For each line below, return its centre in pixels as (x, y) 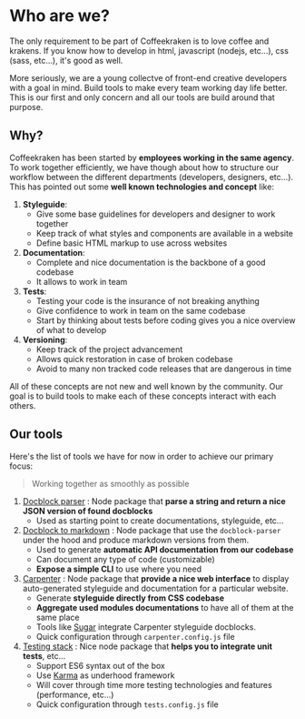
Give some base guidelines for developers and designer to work (156, 214)
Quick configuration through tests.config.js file (128, 704)
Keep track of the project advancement (109, 349)
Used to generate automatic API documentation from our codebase (165, 549)
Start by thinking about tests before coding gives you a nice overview (166, 320)
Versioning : (45, 339)
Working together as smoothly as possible (110, 483)
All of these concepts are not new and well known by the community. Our (147, 386)
